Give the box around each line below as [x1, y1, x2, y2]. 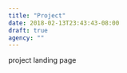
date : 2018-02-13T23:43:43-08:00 [8, 19, 120, 27]
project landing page [8, 56, 77, 65]
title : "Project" [8, 11, 66, 20]
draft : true [8, 26, 48, 34]
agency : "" [8, 33, 45, 42]
